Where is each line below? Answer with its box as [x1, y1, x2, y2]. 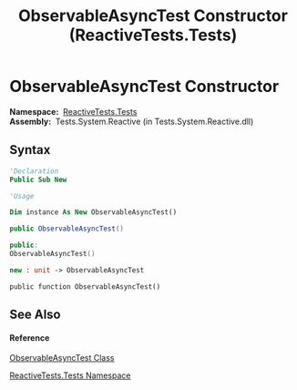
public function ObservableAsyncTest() [9, 282, 161, 292]
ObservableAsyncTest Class [9, 353, 115, 364]
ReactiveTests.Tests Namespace [9, 370, 131, 381]
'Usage [9, 191, 35, 200]
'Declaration [9, 166, 59, 176]
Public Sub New [9, 175, 67, 184]
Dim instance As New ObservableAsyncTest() [9, 208, 178, 217]
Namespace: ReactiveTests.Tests [9, 106, 138, 117]
